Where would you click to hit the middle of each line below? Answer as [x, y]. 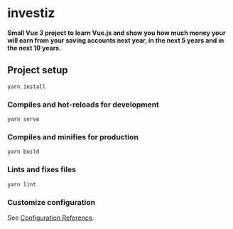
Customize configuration [52, 202]
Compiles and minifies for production [73, 137]
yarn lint [22, 184]
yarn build [23, 152]
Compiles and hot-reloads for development [83, 105]
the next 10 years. [34, 48]
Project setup [38, 70]
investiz [31, 13]
